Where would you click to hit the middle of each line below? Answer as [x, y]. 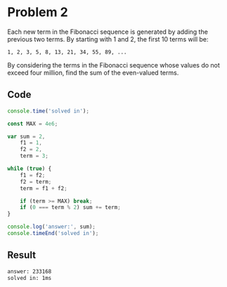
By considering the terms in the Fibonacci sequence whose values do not [113, 65]
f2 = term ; [36, 181]
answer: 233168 [30, 272]
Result [22, 255]
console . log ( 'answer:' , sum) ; [52, 227]
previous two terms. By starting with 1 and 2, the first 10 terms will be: [108, 39]
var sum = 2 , [26, 136]
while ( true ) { [30, 169]
